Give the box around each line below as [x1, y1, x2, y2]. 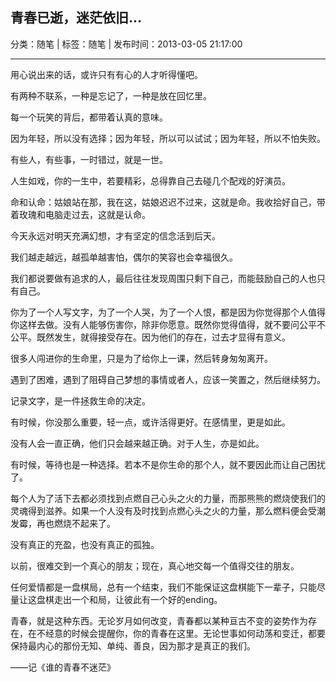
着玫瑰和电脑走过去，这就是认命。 [10, 208, 151, 220]
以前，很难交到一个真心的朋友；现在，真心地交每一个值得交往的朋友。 [10, 559, 300, 572]
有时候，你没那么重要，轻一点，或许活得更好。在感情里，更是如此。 [10, 416, 291, 428]
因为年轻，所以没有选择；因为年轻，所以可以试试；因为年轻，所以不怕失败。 [10, 132, 326, 144]
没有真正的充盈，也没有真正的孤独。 [10, 538, 160, 550]
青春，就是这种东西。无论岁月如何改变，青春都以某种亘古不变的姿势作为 [10, 614, 308, 627]
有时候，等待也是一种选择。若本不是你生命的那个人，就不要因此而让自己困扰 [10, 458, 326, 470]
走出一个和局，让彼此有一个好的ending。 [53, 593, 223, 605]
